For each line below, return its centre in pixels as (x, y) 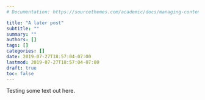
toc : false (20, 73)
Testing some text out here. (41, 91)
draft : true (21, 68)
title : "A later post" (35, 23)
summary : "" (21, 34)
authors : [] (21, 40)
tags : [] (17, 45)
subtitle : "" (23, 28)
